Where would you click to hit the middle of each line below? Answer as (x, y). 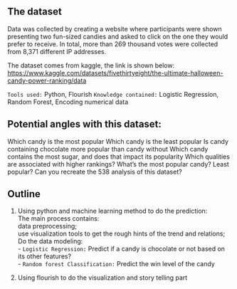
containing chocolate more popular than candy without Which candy (108, 149)
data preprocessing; (47, 226)
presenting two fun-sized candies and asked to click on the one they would (118, 36)
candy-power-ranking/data (47, 80)
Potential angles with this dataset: (85, 124)
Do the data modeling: (50, 241)
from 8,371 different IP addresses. (57, 51)
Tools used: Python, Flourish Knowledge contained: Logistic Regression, (113, 94)
